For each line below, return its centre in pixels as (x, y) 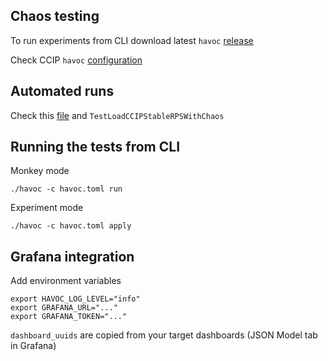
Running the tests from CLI (95, 147)
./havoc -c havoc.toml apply (71, 226)
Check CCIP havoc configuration (76, 60)
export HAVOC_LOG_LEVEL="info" (75, 299)
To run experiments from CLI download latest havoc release (132, 40)
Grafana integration (72, 256)
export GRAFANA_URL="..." (64, 308)
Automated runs (62, 91)
